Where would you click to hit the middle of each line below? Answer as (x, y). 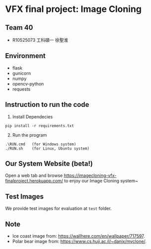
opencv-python (28, 83)
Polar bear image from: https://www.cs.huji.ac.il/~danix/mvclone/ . (79, 242)
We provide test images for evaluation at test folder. (58, 208)
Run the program (29, 135)
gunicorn (22, 73)
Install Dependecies (32, 117)
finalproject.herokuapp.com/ (34, 181)
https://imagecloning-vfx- (90, 175)
